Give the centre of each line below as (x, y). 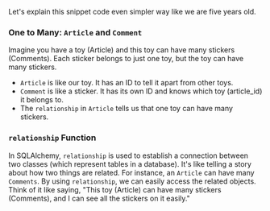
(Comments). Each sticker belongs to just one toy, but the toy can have (126, 59)
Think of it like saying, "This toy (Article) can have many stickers (115, 189)
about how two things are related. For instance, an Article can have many (132, 172)
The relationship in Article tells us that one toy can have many (127, 109)
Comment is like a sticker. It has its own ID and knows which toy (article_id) (141, 91)
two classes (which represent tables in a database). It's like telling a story (130, 163)
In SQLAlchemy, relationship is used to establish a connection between (128, 155)
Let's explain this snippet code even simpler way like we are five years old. (132, 12)
